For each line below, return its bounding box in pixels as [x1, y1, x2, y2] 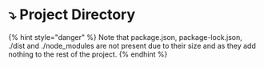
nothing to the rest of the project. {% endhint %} [8, 49, 168, 59]
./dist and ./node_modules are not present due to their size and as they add [8, 41, 256, 50]
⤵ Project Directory [8, 6, 136, 24]
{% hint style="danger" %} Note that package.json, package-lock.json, [8, 32, 242, 41]
